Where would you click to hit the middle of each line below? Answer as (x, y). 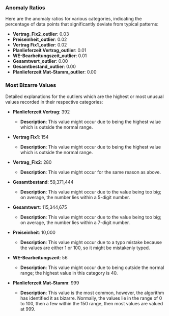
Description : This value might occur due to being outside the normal (92, 268)
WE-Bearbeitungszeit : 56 (40, 257)
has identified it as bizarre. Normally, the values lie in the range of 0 (91, 298)
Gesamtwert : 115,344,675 (40, 207)
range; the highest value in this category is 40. (69, 273)
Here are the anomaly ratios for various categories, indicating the (74, 19)
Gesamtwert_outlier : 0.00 (40, 61)
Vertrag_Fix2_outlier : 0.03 (41, 34)
